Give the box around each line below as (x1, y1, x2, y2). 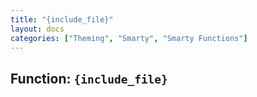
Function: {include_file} (10, 70, 168, 87)
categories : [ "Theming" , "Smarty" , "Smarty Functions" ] (10, 33, 248, 43)
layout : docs (10, 24, 65, 34)
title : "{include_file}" (10, 14, 114, 25)
